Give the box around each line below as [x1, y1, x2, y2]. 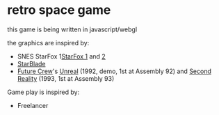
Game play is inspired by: [7, 88, 80, 96]
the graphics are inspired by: [7, 38, 90, 47]
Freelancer [17, 101, 49, 109]
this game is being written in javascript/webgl [7, 25, 138, 33]
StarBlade [17, 59, 46, 68]
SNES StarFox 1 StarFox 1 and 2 [17, 52, 106, 61]
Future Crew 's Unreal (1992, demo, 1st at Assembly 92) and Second [17, 67, 212, 75]
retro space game [7, 2, 111, 18]
